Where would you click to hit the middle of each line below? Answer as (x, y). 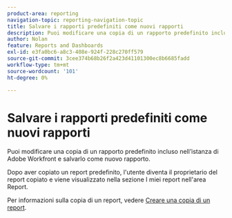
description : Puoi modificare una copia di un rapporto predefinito (108, 33)
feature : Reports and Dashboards (55, 46)
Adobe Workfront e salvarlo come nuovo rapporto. (79, 159)
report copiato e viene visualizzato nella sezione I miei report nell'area (107, 179)
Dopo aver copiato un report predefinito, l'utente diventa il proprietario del (112, 172)
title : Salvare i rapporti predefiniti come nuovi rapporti (96, 26)
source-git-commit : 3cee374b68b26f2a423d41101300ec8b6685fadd (98, 59)
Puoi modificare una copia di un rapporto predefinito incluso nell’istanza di (113, 152)
